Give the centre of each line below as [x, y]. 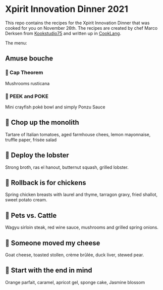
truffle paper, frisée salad [31, 140]
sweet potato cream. [26, 200]
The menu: [16, 43]
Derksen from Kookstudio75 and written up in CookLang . [63, 33]
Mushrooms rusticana [27, 83]
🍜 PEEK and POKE [27, 96]
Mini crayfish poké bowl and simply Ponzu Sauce [55, 107]
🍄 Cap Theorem [24, 73]
